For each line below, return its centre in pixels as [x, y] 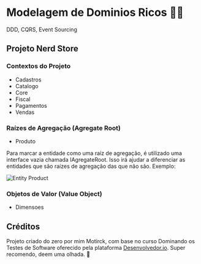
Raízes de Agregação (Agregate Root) [63, 128]
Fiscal [23, 99]
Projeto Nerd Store [42, 49]
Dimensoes [29, 207]
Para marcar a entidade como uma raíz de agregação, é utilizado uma [94, 153]
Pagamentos [31, 105]
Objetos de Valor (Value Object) [54, 194]
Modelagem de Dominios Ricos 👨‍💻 [95, 13]
